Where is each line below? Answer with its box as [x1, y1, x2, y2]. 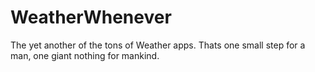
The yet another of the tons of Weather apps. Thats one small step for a [10, 39, 306, 51]
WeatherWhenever [10, 6, 172, 29]
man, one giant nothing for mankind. [10, 49, 160, 61]
